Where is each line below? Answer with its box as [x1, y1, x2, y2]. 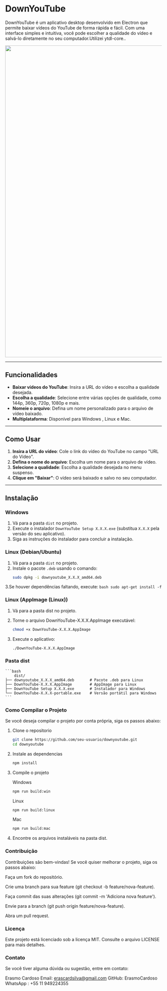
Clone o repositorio [12, 728, 52, 734]
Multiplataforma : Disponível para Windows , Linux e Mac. [12, 416, 131, 422]
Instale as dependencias [12, 750, 63, 756]
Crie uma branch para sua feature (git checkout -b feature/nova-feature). [5, 884, 155, 890]
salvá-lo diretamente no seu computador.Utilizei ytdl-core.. [5, 35, 126, 41]
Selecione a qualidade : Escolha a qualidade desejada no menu [12, 464, 142, 470]
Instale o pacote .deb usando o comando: [12, 565, 98, 571]
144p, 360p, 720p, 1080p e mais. [12, 400, 81, 406]
